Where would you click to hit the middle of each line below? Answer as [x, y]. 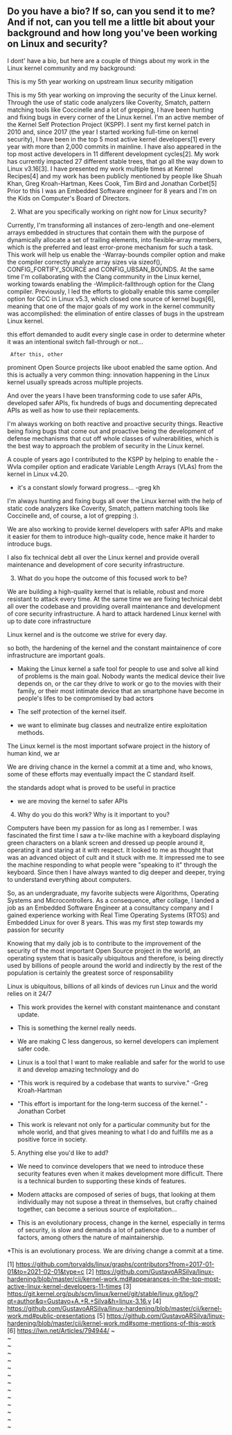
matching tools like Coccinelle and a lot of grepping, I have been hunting [110, 110]
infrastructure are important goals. [56, 655]
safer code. [34, 1048]
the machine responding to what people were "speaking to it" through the [112, 865]
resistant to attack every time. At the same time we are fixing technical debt [115, 599]
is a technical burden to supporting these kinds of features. [101, 1181]
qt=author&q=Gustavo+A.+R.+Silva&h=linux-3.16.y [79, 1301]
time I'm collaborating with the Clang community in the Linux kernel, [104, 276]
